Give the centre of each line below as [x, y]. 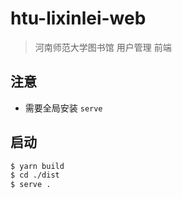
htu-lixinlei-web [78, 18]
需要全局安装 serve [63, 108]
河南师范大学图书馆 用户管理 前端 [103, 47]
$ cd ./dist [35, 175]
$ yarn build [37, 166]
